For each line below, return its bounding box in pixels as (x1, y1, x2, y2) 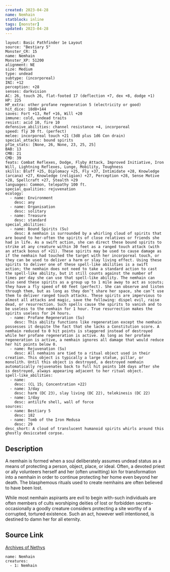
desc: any (14, 200, 35, 205)
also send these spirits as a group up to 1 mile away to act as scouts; (5, 280, 164, 285)
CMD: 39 (5, 156, 22, 161)
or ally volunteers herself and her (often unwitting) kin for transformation (5, 469, 156, 475)
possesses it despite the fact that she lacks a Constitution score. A (5, 324, 159, 330)
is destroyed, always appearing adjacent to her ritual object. (5, 369, 144, 374)
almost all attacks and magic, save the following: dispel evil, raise (5, 298, 159, 303)
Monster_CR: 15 (5, 49, 37, 54)
